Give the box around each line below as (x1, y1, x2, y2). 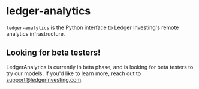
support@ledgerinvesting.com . (6, 76, 83, 83)
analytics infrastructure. (6, 30, 65, 37)
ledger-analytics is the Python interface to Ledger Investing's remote (6, 24, 179, 31)
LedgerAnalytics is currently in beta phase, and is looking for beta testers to (6, 63, 194, 70)
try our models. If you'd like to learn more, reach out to (6, 70, 141, 77)
